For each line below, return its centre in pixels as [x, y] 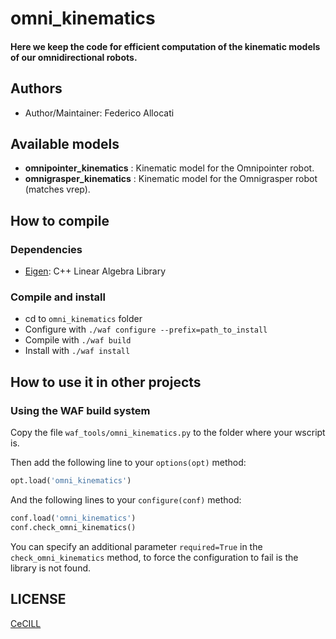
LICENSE [38, 599]
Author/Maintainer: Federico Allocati [99, 113]
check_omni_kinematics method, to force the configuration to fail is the [154, 557]
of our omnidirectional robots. [74, 57]
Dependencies [46, 249]
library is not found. [51, 568]
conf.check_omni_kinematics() [73, 527]
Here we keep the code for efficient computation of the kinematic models [165, 46]
